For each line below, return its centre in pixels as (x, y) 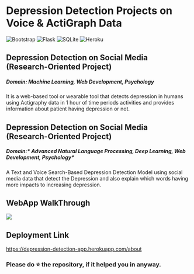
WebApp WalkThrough (48, 203)
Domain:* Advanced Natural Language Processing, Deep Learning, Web (96, 151)
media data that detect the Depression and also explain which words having (97, 178)
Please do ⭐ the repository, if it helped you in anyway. (84, 265)
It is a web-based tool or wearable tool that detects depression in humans (95, 96)
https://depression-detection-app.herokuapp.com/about (74, 249)
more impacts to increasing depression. (54, 185)
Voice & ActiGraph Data (64, 23)
